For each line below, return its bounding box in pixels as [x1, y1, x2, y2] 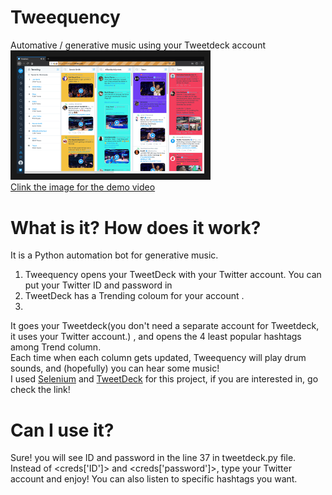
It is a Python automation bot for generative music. [10, 249, 219, 261]
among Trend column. [10, 341, 102, 353]
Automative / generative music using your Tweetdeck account [10, 39, 266, 51]
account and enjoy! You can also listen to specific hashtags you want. [10, 473, 298, 485]
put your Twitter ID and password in [24, 279, 173, 291]
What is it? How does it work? [10, 216, 262, 239]
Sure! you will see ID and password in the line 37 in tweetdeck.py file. [10, 452, 297, 464]
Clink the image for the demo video [10, 181, 156, 193]
